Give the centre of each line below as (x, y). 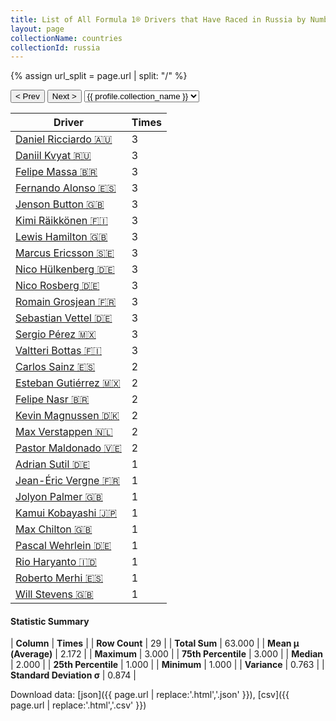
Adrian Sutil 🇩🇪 (52, 464)
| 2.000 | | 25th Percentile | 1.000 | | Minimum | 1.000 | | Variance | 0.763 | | (167, 665)
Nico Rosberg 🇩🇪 (57, 286)
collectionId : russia (55, 47)
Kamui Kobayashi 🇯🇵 (66, 513)
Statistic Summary (50, 621)
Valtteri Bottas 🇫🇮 (58, 351)
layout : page (37, 29)
